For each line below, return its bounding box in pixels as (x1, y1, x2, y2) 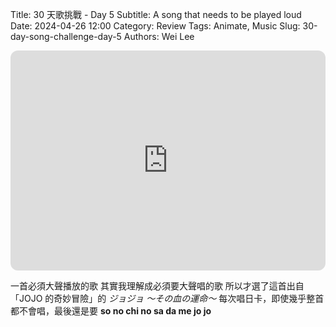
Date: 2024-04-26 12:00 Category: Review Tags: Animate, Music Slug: (10, 20, 301, 32)
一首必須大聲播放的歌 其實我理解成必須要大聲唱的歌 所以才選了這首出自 (10, 280, 305, 292)
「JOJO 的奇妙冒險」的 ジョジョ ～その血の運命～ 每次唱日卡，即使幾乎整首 (10, 293, 325, 304)
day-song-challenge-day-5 (10, 31, 122, 42)
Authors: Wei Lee (123, 31, 195, 42)
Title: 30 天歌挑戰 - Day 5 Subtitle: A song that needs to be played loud (10, 9, 302, 20)
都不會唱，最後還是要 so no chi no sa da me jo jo (10, 305, 212, 317)
